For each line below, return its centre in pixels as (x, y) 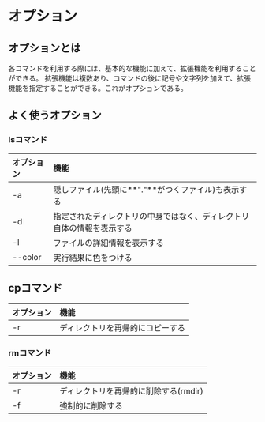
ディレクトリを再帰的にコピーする (122, 327)
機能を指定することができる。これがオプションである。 (98, 88)
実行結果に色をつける (93, 258)
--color (27, 257)
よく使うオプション (55, 115)
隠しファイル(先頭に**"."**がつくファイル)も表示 (146, 189)
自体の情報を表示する (93, 228)
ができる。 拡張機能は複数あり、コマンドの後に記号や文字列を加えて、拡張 (129, 78)
